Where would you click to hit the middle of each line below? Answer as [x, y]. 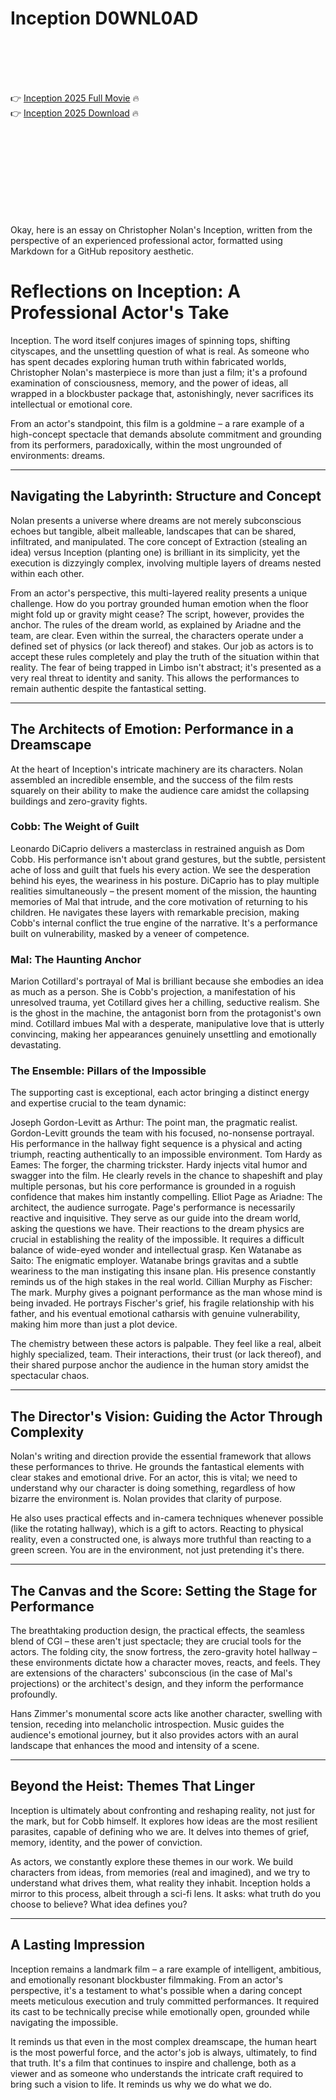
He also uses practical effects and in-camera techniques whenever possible [167, 1518]
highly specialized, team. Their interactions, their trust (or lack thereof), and [166, 1354]
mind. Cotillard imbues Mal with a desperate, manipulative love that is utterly [167, 1024]
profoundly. [34, 1694]
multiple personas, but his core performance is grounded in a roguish [153, 1186]
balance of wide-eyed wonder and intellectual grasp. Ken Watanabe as [156, 1250]
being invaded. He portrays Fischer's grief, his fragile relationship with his [162, 1303]
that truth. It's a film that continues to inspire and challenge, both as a [153, 2063]
